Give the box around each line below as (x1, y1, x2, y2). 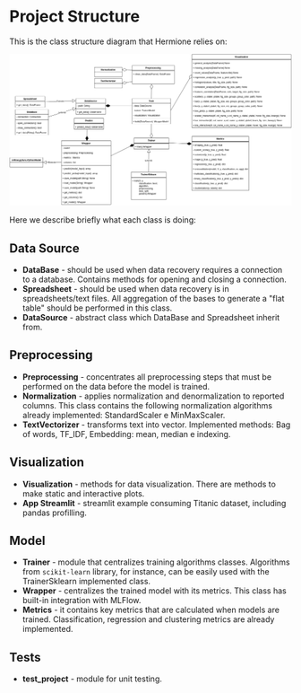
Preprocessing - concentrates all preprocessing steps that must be (21, 371, 271, 382)
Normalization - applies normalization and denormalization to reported (21, 390, 285, 401)
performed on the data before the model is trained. (21, 381, 211, 391)
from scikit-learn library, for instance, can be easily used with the (21, 566, 271, 577)
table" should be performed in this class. (21, 303, 173, 313)
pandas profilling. (21, 507, 88, 518)
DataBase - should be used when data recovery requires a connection (21, 264, 283, 275)
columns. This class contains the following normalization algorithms (21, 399, 273, 410)
